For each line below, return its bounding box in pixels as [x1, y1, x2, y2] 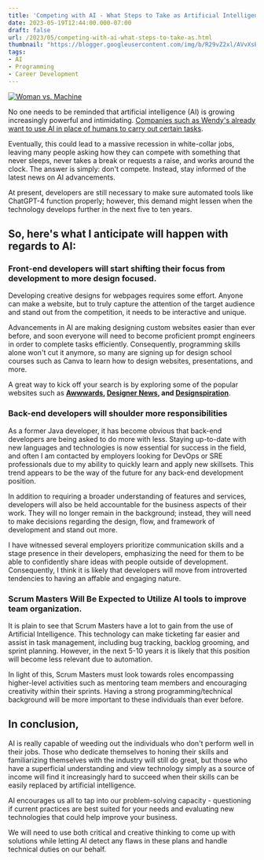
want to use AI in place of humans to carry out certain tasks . [8, 124, 203, 133]
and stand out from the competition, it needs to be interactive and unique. [8, 308, 247, 317]
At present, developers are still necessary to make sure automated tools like [8, 187, 254, 197]
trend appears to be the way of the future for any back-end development [8, 468, 244, 477]
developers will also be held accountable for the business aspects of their [8, 499, 247, 509]
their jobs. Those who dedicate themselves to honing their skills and [8, 747, 229, 756]
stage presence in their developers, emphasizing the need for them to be [8, 548, 244, 558]
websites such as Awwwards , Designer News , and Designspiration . [8, 388, 231, 398]
